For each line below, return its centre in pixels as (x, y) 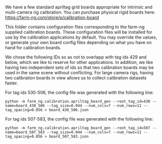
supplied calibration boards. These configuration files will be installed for (79, 32)
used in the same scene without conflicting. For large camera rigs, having (79, 72)
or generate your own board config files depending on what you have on (79, 42)
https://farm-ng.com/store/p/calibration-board (52, 17)
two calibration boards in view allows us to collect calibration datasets (76, 78)
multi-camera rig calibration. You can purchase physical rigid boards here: (80, 12)
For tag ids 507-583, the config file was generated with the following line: (79, 119)
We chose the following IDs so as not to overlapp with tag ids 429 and (76, 57)
